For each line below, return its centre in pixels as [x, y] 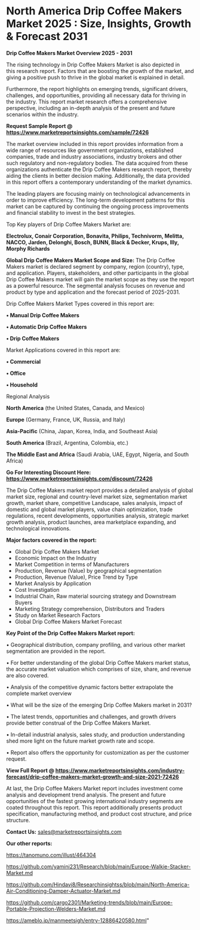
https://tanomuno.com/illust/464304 [51, 855]
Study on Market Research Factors [57, 615]
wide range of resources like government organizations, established [90, 150]
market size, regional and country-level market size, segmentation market [97, 496]
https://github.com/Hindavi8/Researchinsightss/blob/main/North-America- [98, 885]
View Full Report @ [30, 770]
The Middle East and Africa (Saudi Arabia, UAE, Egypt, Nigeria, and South [98, 454]
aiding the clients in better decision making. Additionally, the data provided [98, 175]
